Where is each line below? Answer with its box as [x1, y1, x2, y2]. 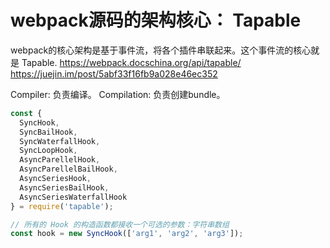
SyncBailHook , [19, 127, 78, 137]
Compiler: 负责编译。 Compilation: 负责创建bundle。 [10, 88, 226, 100]
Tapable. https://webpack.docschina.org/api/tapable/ [21, 56, 242, 68]
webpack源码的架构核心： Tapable [10, 9, 302, 32]
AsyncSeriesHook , [19, 174, 92, 184]
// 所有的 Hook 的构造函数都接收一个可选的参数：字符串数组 [10, 219, 230, 230]
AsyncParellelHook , [19, 155, 101, 165]
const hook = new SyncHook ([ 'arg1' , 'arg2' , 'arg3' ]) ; [10, 229, 244, 239]
